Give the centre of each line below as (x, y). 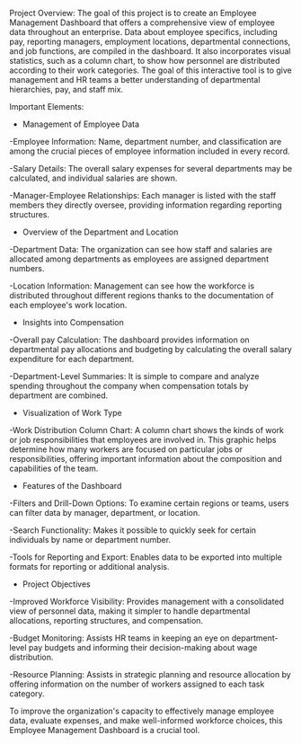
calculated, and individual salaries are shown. (93, 178)
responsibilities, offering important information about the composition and (146, 459)
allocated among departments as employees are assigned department (139, 259)
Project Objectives (57, 584)
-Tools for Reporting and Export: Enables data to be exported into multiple (146, 557)
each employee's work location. (68, 305)
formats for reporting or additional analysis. (89, 567)
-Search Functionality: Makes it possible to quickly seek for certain (133, 530)
